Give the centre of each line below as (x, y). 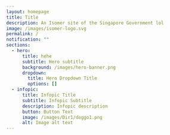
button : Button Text (47, 112)
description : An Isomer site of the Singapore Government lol (85, 23)
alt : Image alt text (47, 123)
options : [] (43, 84)
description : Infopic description (65, 106)
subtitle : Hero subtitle (53, 62)
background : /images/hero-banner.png (69, 67)
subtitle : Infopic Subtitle (57, 100)
